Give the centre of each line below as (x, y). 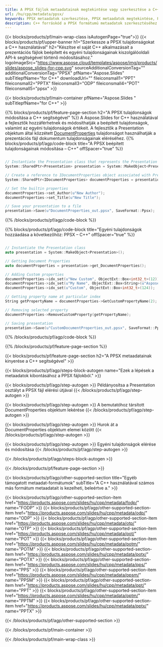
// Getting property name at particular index (53, 297)
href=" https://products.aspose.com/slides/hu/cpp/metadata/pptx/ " (82, 606)
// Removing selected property (37, 310)
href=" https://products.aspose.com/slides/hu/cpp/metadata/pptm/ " (73, 595)
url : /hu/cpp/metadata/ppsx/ (34, 14)
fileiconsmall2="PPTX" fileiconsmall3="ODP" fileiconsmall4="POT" (72, 84)
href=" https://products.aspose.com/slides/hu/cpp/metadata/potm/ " (73, 544)
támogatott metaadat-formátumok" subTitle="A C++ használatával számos (80, 483)
